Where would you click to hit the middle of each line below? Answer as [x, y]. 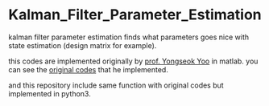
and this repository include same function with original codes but [116, 85]
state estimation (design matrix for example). [83, 45]
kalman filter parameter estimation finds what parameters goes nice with [129, 37]
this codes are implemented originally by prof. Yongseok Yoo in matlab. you [133, 61]
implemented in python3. [50, 93]
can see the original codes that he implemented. [89, 69]
